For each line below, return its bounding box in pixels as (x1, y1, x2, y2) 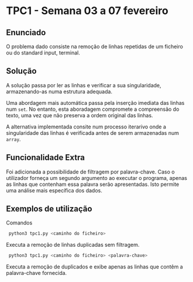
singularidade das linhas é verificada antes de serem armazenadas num (6, 129, 180, 136)
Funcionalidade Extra (6, 152, 85, 162)
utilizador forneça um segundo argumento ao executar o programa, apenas (6, 174, 187, 181)
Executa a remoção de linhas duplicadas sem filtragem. (6, 242, 140, 249)
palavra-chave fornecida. (6, 270, 67, 277)
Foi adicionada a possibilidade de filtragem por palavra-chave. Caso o (6, 168, 175, 175)
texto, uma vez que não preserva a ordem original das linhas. (6, 111, 153, 118)
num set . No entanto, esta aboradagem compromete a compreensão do (6, 106, 180, 113)
